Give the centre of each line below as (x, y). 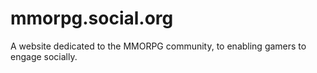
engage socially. (44, 56)
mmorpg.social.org (92, 18)
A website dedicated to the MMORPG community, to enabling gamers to (158, 46)
